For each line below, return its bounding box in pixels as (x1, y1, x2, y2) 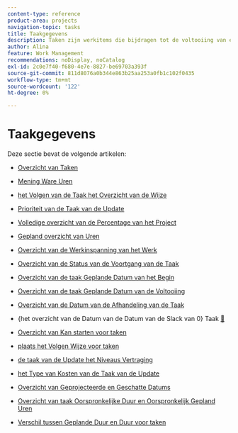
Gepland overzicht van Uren (17, 232, 100, 241)
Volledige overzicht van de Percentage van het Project (17, 218, 177, 227)
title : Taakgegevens (7, 30, 69, 38)
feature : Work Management (7, 50, 84, 57)
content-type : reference (7, 10, 81, 18)
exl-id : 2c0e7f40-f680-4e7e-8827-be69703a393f (7, 63, 147, 70)
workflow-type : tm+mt (7, 76, 72, 84)
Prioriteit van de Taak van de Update (17, 205, 125, 213)
